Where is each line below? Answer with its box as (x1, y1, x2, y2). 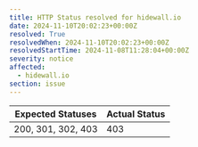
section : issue (9, 79, 66, 88)
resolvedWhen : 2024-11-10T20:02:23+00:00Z (9, 37, 169, 47)
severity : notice (9, 54, 74, 63)
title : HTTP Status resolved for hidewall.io (9, 12, 181, 22)
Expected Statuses (14, 108, 97, 120)
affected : (9, 63, 46, 72)
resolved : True (9, 29, 66, 38)
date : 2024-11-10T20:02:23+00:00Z (9, 21, 138, 30)
